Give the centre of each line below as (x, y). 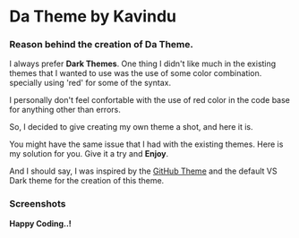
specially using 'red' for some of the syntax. (90, 83)
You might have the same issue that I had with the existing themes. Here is (146, 144)
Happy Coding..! (40, 223)
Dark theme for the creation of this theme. (87, 181)
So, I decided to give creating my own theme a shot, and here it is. (131, 127)
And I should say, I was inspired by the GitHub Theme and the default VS (143, 171)
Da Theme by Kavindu (93, 17)
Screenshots (38, 204)
